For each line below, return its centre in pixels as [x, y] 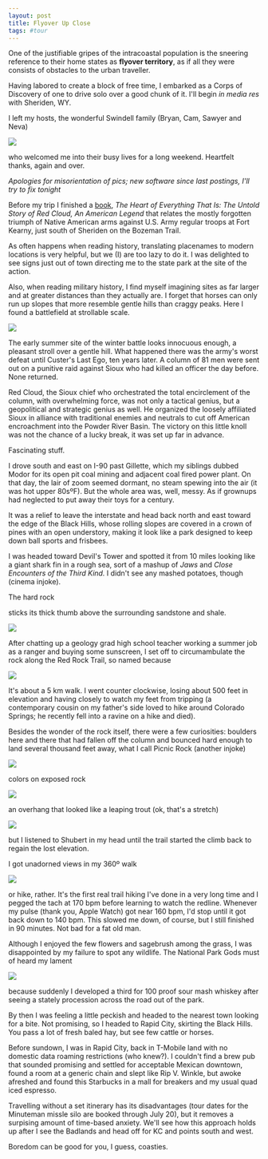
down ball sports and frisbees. [58, 541]
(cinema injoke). [35, 582]
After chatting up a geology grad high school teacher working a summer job [133, 643]
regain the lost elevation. [49, 849]
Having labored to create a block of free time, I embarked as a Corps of [126, 86]
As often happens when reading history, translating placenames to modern [131, 246]
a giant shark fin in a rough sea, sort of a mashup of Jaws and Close [120, 565]
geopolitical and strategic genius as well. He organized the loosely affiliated [132, 409]
